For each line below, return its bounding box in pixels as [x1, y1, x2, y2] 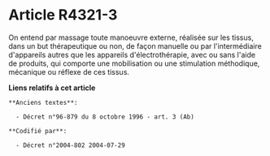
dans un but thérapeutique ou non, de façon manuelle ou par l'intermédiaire [8, 41, 262, 50]
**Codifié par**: [8, 127, 67, 135]
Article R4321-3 [8, 6, 118, 24]
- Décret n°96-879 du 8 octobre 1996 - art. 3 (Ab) [15, 112, 195, 121]
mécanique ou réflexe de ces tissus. [8, 67, 130, 76]
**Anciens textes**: [8, 98, 79, 106]
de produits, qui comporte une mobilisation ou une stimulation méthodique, [8, 58, 260, 68]
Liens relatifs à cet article [8, 83, 96, 93]
